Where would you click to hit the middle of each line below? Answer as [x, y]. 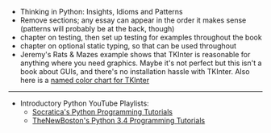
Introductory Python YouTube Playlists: [84, 103]
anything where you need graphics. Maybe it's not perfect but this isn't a [141, 63]
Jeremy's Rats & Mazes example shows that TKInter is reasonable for [135, 54]
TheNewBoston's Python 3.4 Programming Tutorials [119, 121]
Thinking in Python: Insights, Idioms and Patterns [101, 12]
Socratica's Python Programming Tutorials [102, 112]
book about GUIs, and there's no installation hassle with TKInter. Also [135, 71]
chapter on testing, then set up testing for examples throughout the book [141, 37]
